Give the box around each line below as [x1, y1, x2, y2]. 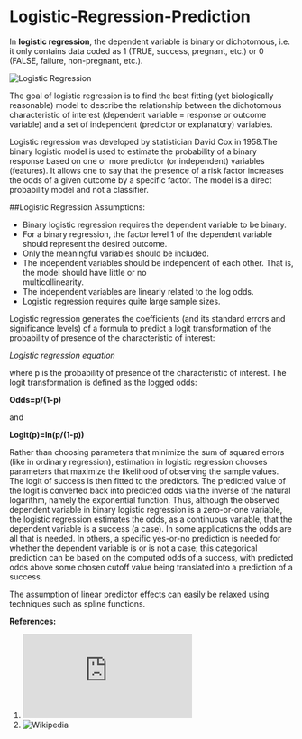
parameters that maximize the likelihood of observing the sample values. [9, 466, 279, 477]
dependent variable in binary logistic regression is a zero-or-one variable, [9, 504, 283, 515]
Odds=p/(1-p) [9, 394, 62, 405]
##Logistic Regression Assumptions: [9, 201, 146, 213]
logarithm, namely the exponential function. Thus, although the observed [9, 494, 280, 506]
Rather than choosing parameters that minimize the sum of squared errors [9, 446, 285, 457]
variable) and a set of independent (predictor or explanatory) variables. [9, 119, 273, 130]
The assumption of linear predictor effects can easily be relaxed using [9, 588, 270, 599]
